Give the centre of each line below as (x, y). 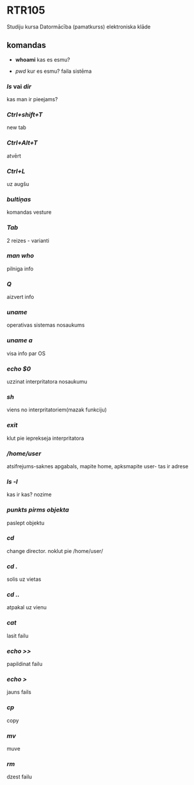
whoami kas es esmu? (42, 59)
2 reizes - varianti (28, 240)
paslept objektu (26, 523)
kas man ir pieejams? (32, 99)
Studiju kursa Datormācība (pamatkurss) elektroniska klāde (79, 27)
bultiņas (19, 199)
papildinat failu (25, 664)
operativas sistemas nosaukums (46, 325)
